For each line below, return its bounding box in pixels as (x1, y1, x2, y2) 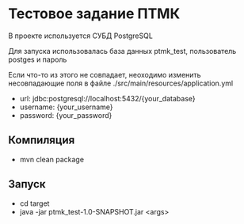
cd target (19, 199, 50, 208)
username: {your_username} (19, 102, 113, 112)
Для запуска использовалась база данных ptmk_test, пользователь (8, 46, 237, 55)
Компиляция (8, 134, 75, 147)
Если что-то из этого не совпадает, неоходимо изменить (8, 70, 201, 79)
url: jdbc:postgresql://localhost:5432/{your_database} (19, 93, 196, 103)
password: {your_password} (19, 110, 112, 120)
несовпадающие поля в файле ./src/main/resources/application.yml (8, 78, 234, 88)
